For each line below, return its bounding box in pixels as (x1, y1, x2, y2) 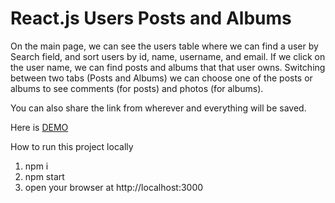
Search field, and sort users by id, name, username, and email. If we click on (10, 50, 326, 62)
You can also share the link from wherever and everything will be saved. (10, 102, 307, 114)
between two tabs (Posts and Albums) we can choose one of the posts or (10, 72, 313, 84)
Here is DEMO (10, 121, 69, 133)
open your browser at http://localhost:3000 (24, 181, 204, 193)
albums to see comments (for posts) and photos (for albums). (10, 82, 264, 94)
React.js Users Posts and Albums (10, 7, 292, 30)
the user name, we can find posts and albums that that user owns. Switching (10, 61, 326, 73)
